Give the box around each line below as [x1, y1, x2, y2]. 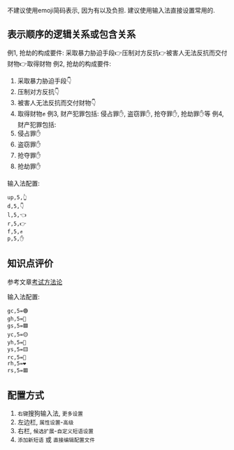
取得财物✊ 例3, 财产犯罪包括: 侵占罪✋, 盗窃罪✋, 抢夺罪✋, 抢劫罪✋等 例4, [17, 109, 224, 118]
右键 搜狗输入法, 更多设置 [17, 409, 84, 418]
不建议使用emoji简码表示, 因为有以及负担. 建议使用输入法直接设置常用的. [7, 6, 215, 14]
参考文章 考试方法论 [7, 278, 63, 286]
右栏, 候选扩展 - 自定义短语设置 [17, 427, 94, 435]
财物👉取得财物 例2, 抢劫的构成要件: [7, 59, 112, 68]
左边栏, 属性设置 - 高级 [17, 418, 74, 426]
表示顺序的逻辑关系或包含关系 [7, 29, 136, 41]
